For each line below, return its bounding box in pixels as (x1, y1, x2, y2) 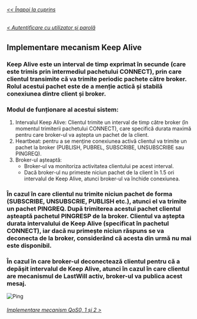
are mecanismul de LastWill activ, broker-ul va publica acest (6, 272, 183, 280)
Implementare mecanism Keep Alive (6, 42, 142, 52)
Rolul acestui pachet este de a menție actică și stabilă (6, 82, 163, 90)
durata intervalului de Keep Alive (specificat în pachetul (6, 219, 169, 228)
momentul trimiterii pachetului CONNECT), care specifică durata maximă (15, 125, 192, 132)
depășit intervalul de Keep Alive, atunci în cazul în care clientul (6, 264, 190, 272)
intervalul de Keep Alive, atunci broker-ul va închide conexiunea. (24, 175, 181, 182)
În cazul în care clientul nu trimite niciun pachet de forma (6, 190, 173, 198)
